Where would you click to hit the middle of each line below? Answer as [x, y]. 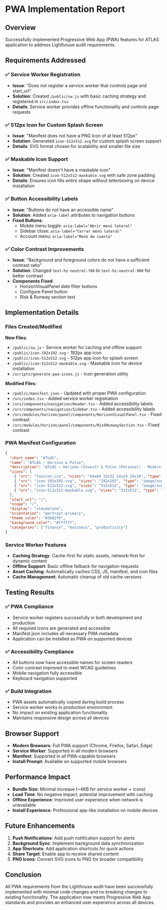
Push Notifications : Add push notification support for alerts [74, 838]
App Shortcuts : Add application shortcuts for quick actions [73, 848]
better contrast [28, 275]
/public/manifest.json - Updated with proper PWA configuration [79, 393]
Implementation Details [42, 313]
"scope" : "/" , [24, 504]
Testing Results [30, 592]
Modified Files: [21, 383]
